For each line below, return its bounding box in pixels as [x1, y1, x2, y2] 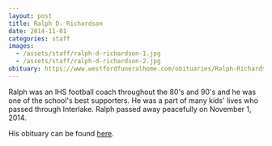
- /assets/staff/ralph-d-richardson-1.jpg [15, 49, 161, 58]
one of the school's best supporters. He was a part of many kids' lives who [8, 95, 259, 105]
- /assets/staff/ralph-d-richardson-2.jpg [15, 58, 161, 66]
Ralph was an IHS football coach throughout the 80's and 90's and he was [8, 87, 257, 97]
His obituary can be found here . [8, 128, 115, 138]
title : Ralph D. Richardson [8, 19, 104, 28]
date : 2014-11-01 [8, 27, 67, 35]
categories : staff [8, 34, 70, 43]
